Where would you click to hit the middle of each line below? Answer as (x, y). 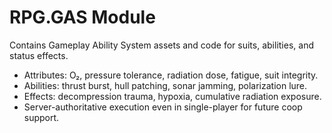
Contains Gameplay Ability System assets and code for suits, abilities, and (161, 45)
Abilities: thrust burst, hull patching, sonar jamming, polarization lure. (165, 85)
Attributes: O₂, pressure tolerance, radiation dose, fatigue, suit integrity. (171, 75)
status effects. (39, 55)
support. (41, 117)
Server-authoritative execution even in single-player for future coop (163, 107)
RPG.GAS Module (82, 17)
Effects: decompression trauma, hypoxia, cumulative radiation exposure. (172, 96)
